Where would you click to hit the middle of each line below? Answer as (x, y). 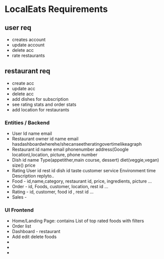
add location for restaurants (40, 110)
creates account (29, 39)
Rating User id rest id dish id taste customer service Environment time (84, 171)
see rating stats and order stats (44, 104)
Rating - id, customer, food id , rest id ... (53, 192)
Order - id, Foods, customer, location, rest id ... (60, 187)
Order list (21, 226)
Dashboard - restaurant (36, 232)
